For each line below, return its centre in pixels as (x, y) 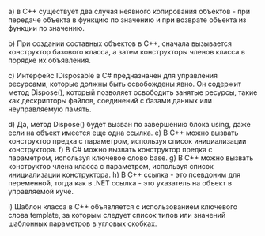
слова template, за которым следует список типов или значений (117, 215)
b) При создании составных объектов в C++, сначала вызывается (120, 43)
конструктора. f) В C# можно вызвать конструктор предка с (110, 150)
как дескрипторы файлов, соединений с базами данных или (110, 101)
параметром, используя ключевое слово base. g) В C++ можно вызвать (131, 158)
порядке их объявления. (49, 60)
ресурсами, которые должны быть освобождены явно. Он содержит (125, 84)
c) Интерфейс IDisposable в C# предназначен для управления (113, 75)
